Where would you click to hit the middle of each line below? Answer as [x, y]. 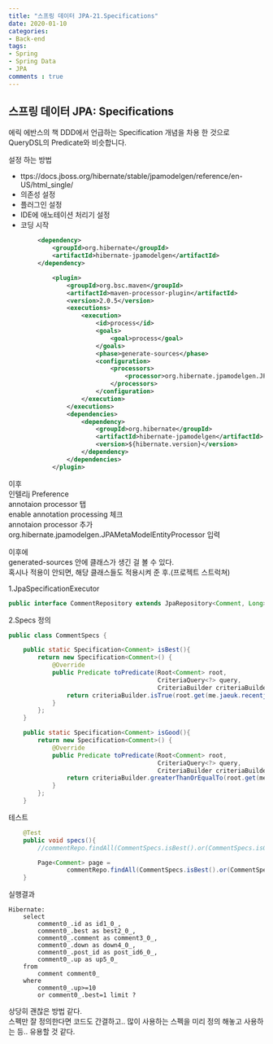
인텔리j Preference [39, 494]
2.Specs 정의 [30, 620]
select [34, 917]
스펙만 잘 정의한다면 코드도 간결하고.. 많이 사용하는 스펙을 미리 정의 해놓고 [125, 1021]
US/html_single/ [47, 185]
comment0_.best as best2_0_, [87, 931]
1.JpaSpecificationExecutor [54, 588]
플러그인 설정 [41, 205]
